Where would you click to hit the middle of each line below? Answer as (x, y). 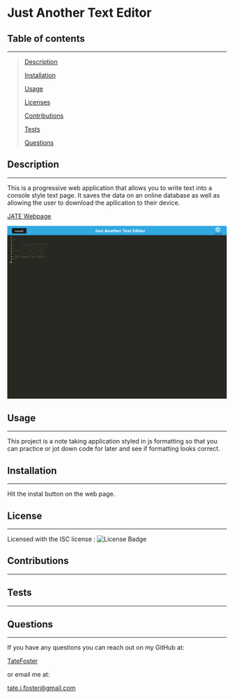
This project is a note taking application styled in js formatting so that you (112, 441)
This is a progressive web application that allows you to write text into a (110, 188)
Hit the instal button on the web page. (61, 494)
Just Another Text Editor (79, 13)
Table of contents (46, 39)
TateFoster (23, 661)
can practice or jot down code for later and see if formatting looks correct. (114, 449)
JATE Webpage (29, 216)
